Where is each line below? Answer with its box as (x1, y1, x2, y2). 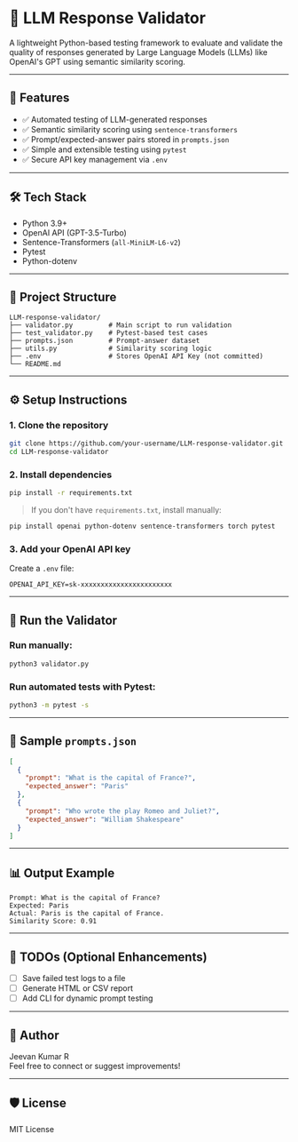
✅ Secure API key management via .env (21, 154, 169, 164)
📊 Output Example (9, 866, 115, 881)
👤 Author (9, 1027, 59, 1042)
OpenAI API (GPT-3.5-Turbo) (21, 227, 127, 238)
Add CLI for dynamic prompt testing (21, 993, 153, 1003)
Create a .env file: (9, 563, 74, 574)
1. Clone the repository (9, 419, 109, 431)
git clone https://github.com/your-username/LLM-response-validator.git (9, 439, 284, 448)
